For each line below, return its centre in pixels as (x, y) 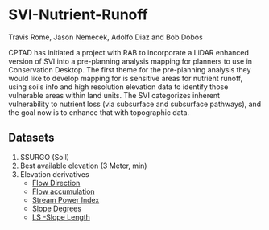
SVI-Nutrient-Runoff (78, 15)
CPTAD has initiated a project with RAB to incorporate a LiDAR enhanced (129, 52)
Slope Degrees (57, 208)
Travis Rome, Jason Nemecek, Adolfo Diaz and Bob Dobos (106, 37)
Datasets (31, 138)
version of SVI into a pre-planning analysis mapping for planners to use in (130, 61)
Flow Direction (56, 183)
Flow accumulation (63, 191)
